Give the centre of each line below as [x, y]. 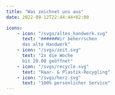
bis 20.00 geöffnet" [47, 61]
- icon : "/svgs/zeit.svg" [49, 50]
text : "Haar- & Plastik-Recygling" [66, 72]
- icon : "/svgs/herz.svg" [49, 78]
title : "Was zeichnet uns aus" [45, 12]
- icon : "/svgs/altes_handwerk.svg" [63, 33]
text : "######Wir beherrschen [59, 39]
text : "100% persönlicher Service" [66, 83]
